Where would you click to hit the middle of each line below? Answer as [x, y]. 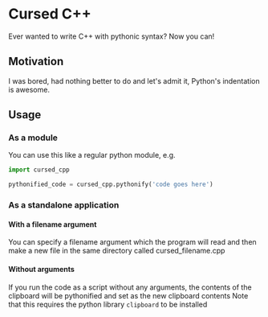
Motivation [36, 62]
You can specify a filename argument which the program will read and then [132, 242]
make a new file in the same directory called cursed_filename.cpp [117, 251]
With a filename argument [53, 224]
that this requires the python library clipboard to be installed [108, 304]
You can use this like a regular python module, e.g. [92, 155]
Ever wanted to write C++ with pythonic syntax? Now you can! [112, 36]
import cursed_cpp [39, 170]
